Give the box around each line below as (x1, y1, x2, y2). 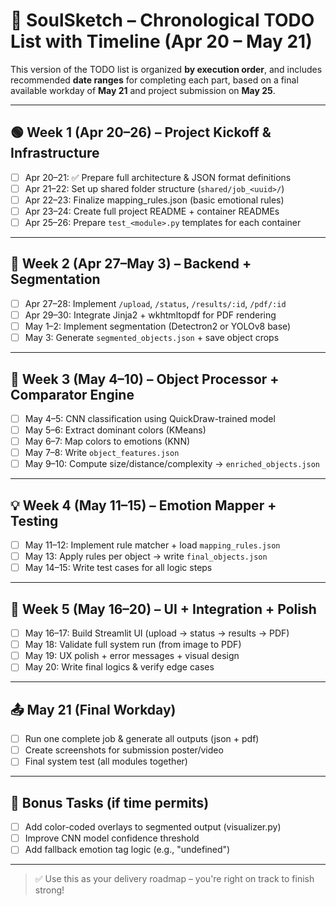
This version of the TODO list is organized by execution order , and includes (10, 63, 323, 75)
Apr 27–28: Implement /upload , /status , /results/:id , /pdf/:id (24, 297, 287, 309)
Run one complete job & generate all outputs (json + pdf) (24, 733, 260, 745)
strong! (34, 884, 65, 896)
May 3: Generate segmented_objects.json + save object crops (24, 332, 280, 344)
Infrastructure (10, 145, 100, 162)
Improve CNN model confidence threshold (24, 832, 200, 844)
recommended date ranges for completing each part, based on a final (10, 74, 299, 86)
